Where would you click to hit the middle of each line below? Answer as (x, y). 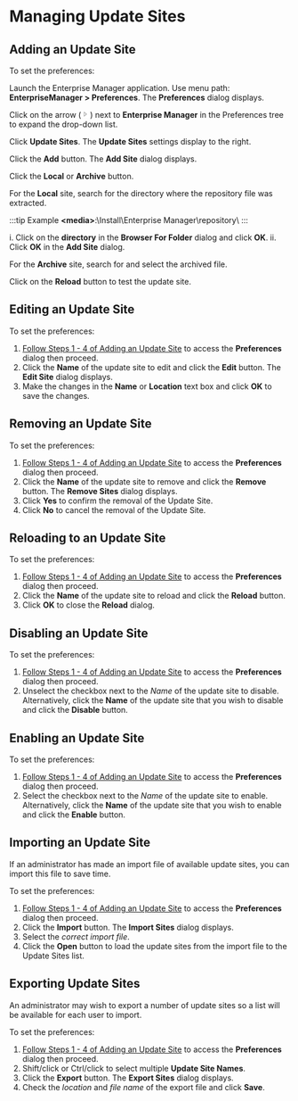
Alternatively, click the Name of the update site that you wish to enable (152, 806)
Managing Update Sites (97, 17)
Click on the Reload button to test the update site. (100, 281)
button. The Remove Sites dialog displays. (100, 491)
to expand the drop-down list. (64, 124)
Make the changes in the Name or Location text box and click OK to (147, 386)
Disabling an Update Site (79, 633)
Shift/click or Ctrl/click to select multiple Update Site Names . (134, 1068)
